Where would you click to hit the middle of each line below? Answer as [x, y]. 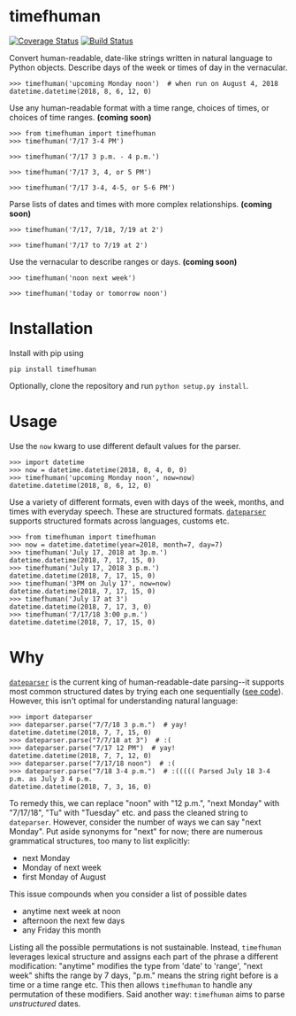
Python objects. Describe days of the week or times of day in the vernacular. [148, 67]
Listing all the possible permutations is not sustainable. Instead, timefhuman [145, 947]
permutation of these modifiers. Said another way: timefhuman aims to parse [147, 994]
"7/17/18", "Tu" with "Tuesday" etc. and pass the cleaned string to [129, 812]
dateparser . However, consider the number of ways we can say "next [135, 822]
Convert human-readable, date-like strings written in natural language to [141, 58]
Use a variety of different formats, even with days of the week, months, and [147, 501]
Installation [51, 329]
